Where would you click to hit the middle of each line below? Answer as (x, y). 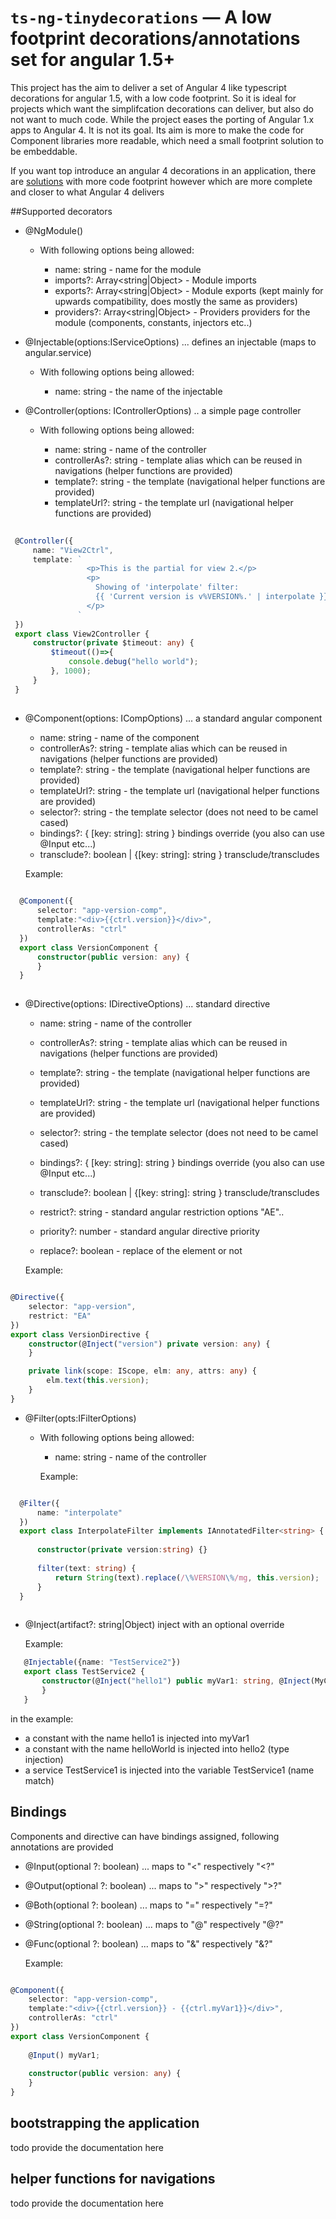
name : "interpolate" (79, 1512)
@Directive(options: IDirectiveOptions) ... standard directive (147, 1004)
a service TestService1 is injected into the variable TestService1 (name (169, 1770)
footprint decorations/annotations (155, 38)
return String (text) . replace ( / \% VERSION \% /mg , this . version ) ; (187, 1577)
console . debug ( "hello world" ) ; (133, 662)
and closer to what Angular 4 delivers (87, 192)
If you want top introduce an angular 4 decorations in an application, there (163, 170)
